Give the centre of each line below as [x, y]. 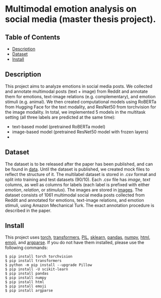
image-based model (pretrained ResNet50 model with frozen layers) [80, 132]
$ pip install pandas [27, 274]
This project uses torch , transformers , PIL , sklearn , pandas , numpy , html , [78, 237]
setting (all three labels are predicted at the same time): [60, 117]
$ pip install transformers [33, 261]
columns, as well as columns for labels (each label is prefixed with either [77, 184]
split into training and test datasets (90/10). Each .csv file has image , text [78, 179]
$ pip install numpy [26, 278]
